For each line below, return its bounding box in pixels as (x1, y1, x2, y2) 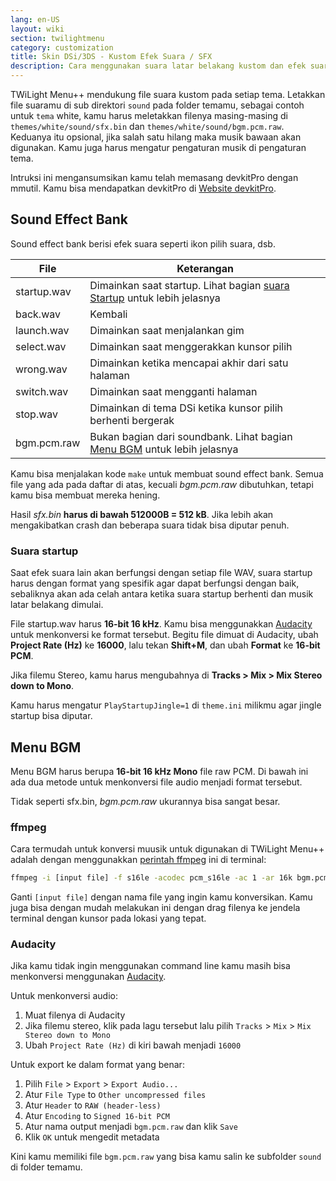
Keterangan (176, 261, 234, 275)
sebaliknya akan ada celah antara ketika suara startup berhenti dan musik (10, 588, 314, 600)
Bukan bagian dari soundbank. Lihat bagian (89, 429, 293, 443)
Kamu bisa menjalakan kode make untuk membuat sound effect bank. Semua (10, 467, 324, 480)
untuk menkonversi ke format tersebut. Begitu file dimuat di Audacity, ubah (10, 629, 319, 641)
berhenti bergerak (89, 413, 175, 427)
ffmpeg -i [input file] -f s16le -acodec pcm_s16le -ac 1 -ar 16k (10, 873, 293, 883)
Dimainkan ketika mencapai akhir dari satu (89, 356, 289, 370)
